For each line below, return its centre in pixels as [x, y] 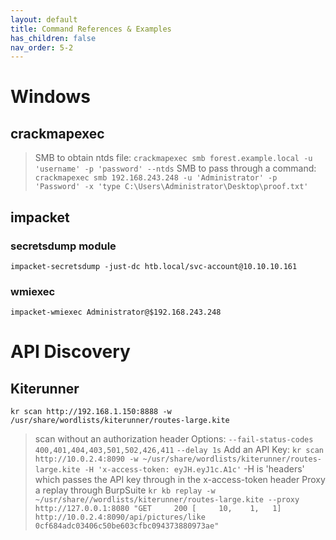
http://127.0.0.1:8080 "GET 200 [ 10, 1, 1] [158, 509]
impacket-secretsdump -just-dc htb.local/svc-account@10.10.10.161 [154, 266]
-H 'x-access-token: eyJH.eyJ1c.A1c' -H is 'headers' [194, 469]
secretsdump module [63, 246]
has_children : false [53, 38]
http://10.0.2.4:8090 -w [86, 459]
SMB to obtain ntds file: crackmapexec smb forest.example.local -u [173, 158]
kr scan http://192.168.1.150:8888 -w [91, 412]
